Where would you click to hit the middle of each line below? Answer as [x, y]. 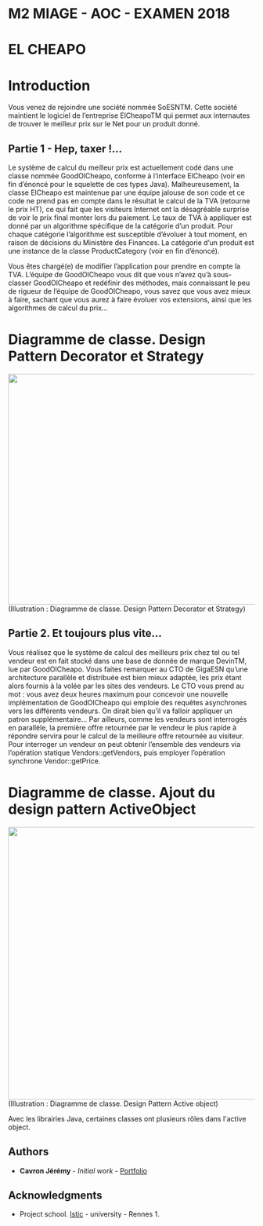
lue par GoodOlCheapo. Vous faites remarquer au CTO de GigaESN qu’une [128, 669]
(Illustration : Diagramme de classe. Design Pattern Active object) [113, 1103]
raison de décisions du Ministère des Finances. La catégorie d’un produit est [131, 243]
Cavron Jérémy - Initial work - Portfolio [83, 1170]
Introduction [49, 85]
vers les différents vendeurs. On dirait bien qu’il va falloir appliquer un [121, 711]
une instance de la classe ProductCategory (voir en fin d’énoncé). [114, 251]
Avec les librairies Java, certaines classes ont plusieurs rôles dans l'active [127, 1118]
